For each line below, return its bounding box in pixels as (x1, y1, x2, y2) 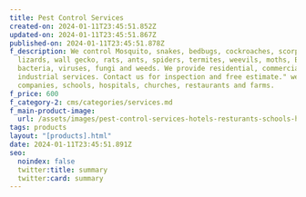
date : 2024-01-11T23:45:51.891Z (9, 140, 132, 149)
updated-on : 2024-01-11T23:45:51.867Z (9, 30, 157, 39)
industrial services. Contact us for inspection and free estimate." (17, 73, 287, 82)
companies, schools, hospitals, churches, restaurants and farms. (17, 81, 275, 90)
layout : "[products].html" (9, 132, 112, 141)
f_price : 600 (9, 89, 59, 98)
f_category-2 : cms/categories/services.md (9, 97, 173, 107)
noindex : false (17, 156, 76, 166)
